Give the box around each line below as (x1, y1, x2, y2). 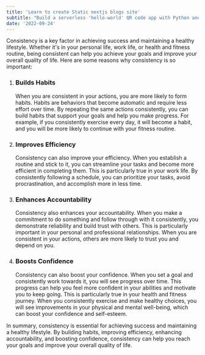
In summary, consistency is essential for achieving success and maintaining (6, 322, 197, 329)
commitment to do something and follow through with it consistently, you (15, 215, 199, 223)
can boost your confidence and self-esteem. (15, 310, 128, 317)
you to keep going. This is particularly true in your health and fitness (15, 290, 187, 297)
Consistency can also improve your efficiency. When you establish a (15, 154, 187, 161)
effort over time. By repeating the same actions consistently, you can (15, 105, 189, 113)
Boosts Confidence (15, 257, 74, 266)
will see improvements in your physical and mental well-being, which (15, 304, 189, 311)
